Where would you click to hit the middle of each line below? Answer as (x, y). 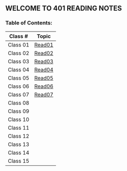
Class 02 (19, 53)
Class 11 (19, 128)
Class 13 (19, 144)
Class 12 (19, 136)
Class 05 (19, 78)
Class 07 (19, 94)
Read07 (44, 94)
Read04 (44, 69)
